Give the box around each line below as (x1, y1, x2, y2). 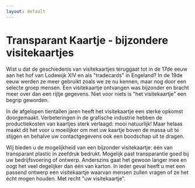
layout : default (6, 8, 46, 15)
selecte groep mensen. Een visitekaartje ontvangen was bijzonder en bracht (6, 84, 189, 91)
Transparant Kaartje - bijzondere (6, 33, 168, 47)
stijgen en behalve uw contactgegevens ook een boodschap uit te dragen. (6, 133, 185, 140)
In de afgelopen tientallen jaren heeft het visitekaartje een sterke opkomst (6, 107, 183, 114)
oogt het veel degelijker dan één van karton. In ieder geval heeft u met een (6, 162, 186, 169)
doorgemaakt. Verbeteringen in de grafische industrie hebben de (6, 114, 162, 121)
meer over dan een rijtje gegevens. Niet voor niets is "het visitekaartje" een (6, 90, 187, 97)
